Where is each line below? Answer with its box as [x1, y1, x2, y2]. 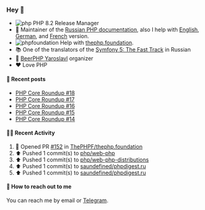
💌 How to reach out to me [6, 183, 72, 190]
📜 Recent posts [6, 75, 46, 82]
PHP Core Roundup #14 [15, 115, 75, 122]
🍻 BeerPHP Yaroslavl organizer [15, 55, 94, 62]
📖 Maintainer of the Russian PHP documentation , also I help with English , [15, 26, 199, 33]
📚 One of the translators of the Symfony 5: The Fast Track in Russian [15, 46, 191, 53]
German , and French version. [15, 33, 89, 40]
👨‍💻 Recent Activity [6, 129, 55, 137]
